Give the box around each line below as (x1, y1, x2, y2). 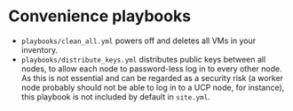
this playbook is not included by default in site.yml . (20, 91, 210, 102)
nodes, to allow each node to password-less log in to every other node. (20, 63, 282, 74)
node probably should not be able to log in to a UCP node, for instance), (20, 82, 285, 92)
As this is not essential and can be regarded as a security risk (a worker (20, 72, 284, 83)
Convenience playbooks (8, 6, 192, 26)
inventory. (20, 44, 59, 55)
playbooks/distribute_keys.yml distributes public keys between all (20, 54, 266, 64)
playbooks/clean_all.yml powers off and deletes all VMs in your (20, 35, 257, 46)
